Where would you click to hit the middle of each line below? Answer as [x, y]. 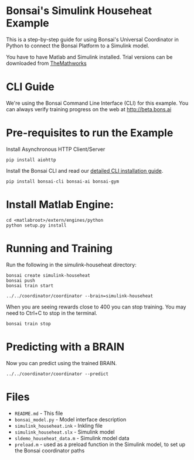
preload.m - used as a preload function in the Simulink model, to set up [100, 444]
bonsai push [21, 280]
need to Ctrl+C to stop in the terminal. [52, 313]
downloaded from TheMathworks [46, 63]
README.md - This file [39, 413]
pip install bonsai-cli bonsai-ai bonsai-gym [62, 181]
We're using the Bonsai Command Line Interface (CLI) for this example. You [97, 103]
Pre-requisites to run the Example [90, 133]
